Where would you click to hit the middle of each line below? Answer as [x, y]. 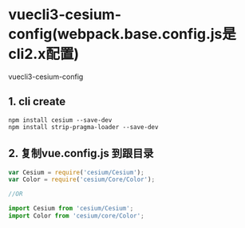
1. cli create [37, 102]
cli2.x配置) [44, 54]
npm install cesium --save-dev [60, 120]
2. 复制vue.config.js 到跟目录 [81, 153]
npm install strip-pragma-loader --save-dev [83, 127]
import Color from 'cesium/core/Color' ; [77, 216]
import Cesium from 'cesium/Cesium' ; [71, 209]
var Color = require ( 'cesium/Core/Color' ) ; [82, 180]
